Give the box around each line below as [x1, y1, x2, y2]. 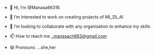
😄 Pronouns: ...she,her [9, 44, 56, 50]
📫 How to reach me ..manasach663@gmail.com [9, 33, 107, 39]
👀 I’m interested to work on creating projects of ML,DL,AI [9, 14, 124, 19]
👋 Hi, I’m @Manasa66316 [9, 5, 60, 10]
